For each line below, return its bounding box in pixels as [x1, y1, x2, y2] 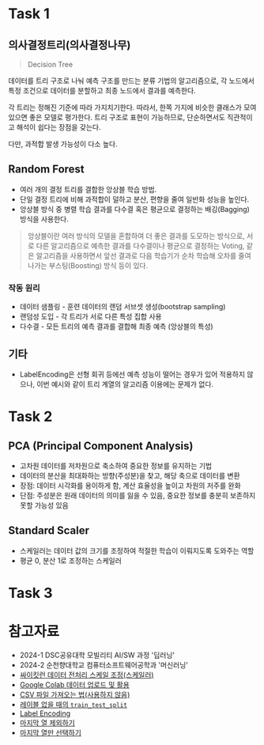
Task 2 [8, 408, 53, 425]
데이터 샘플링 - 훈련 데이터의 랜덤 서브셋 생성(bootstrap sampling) [19, 302, 226, 312]
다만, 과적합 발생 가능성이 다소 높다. [8, 139, 118, 149]
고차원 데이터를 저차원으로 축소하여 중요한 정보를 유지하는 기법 [19, 460, 212, 471]
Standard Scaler [8, 524, 89, 538]
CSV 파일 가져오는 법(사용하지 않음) [19, 690, 130, 699]
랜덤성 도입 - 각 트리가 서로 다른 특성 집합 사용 [19, 312, 162, 321]
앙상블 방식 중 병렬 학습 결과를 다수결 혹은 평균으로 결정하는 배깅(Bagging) [19, 204, 251, 214]
